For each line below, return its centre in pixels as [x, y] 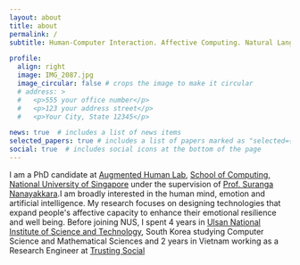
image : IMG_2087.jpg [55, 75]
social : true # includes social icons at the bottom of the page [135, 149]
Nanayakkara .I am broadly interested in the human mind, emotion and [137, 194]
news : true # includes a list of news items [95, 133]
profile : [25, 59]
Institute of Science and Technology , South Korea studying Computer [137, 231]
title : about [33, 26]
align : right [42, 67]
